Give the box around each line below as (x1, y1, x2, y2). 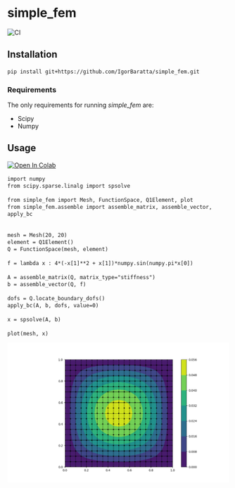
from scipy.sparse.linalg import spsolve (7, 182, 131, 189)
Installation (7, 49, 58, 60)
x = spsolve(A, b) (7, 316, 61, 323)
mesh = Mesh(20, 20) (7, 231, 68, 238)
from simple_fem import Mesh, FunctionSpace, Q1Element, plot (7, 196, 193, 203)
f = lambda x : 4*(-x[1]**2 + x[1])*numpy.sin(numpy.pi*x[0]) (7, 259, 193, 267)
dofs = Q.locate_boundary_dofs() (7, 295, 106, 302)
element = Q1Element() (7, 238, 74, 245)
